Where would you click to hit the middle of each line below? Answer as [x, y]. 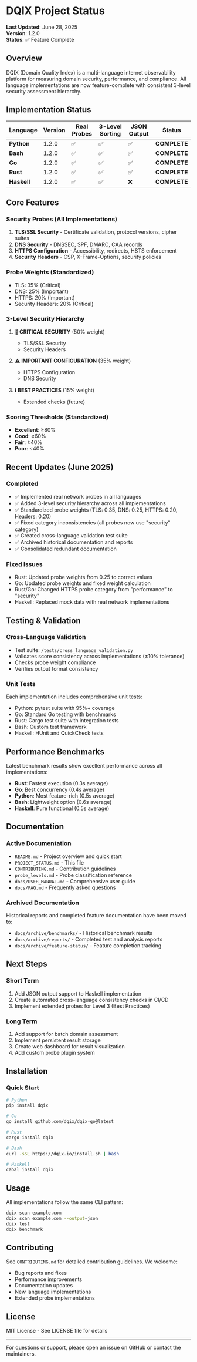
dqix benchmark [25, 1229]
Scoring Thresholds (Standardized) [57, 417]
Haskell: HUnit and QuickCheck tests [59, 733]
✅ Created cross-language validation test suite [71, 535]
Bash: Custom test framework [50, 727]
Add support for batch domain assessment [66, 1034]
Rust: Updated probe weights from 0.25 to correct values [83, 577]
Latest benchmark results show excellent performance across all [84, 765]
